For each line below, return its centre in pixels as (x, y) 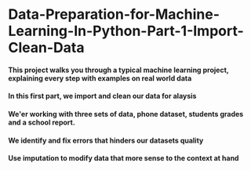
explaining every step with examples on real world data (100, 78)
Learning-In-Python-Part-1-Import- (126, 31)
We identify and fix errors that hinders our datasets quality (106, 140)
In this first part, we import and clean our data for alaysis (102, 96)
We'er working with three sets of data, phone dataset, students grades (126, 114)
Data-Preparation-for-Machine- (114, 14)
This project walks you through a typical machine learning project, (118, 70)
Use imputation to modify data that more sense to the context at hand (124, 158)
